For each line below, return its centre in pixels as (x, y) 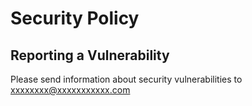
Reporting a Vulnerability (90, 55)
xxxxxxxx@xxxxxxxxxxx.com (70, 90)
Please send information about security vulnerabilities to (126, 79)
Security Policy (75, 18)
